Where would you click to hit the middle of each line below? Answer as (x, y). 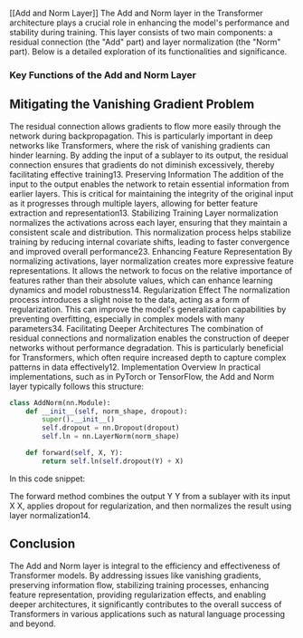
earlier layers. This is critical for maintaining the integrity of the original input (151, 193)
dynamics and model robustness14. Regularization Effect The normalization (150, 290)
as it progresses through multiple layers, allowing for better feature (134, 203)
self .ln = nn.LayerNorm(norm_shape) (111, 437)
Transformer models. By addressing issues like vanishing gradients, (135, 575)
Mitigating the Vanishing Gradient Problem (132, 105)
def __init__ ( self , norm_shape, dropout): (107, 411)
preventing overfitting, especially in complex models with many (127, 319)
